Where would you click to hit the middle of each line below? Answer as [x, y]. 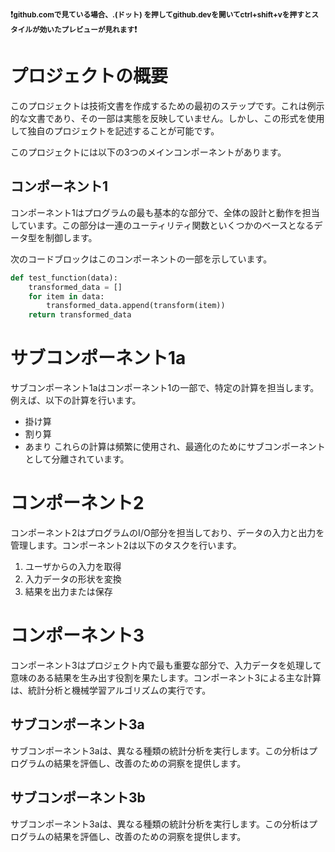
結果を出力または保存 [68, 591]
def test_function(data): [64, 278]
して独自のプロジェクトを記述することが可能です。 [115, 130]
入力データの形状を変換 [73, 579]
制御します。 [71, 237]
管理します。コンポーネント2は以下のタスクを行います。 [126, 545]
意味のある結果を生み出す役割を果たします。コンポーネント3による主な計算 [166, 677]
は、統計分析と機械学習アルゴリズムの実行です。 [111, 690]
